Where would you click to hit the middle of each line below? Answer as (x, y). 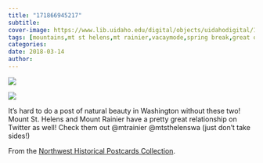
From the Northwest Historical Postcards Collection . (92, 150)
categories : (27, 45)
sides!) (19, 136)
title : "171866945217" (45, 15)
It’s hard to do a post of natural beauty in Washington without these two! (124, 110)
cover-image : (29, 30)
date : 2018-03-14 (36, 52)
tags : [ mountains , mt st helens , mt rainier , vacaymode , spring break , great (129, 37)
